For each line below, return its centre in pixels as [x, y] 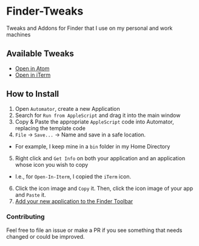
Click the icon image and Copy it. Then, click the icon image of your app [104, 188]
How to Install [33, 94]
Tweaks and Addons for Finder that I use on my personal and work [89, 28]
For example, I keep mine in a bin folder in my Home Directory [93, 146]
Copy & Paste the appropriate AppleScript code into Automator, [94, 121]
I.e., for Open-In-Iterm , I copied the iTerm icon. [73, 176]
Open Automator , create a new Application [67, 108]
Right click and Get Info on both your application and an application [100, 158]
